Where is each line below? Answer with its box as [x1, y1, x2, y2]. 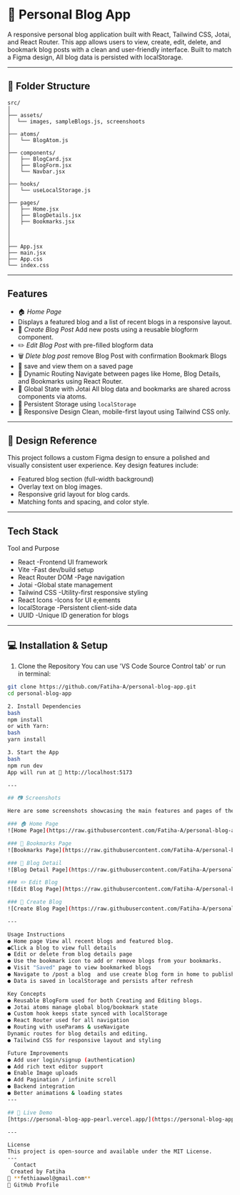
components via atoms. [17, 392, 87, 401]
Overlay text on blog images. [17, 482, 103, 491]
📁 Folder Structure [7, 80, 91, 92]
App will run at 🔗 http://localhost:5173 [7, 769, 133, 776]
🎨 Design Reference [7, 434, 98, 446]
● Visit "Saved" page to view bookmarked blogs [7, 964, 152, 971]
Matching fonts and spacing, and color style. [17, 498, 150, 506]
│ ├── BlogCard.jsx [7, 155, 72, 163]
